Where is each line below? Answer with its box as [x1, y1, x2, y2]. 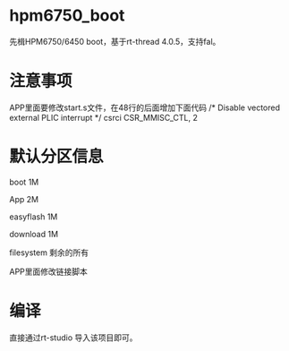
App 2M [9, 193, 38, 204]
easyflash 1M [9, 211, 58, 222]
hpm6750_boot [9, 5, 125, 26]
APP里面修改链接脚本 [9, 266, 88, 277]
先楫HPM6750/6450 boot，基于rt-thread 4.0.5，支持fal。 [9, 36, 221, 47]
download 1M [9, 228, 59, 239]
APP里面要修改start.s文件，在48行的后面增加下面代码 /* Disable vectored [9, 102, 280, 113]
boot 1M [9, 176, 39, 187]
